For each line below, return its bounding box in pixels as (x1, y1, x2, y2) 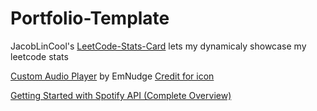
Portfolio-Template (10, 7, 170, 30)
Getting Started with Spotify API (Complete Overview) (10, 89, 232, 101)
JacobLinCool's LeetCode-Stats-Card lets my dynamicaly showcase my (10, 40, 307, 52)
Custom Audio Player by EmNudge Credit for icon (10, 70, 215, 82)
